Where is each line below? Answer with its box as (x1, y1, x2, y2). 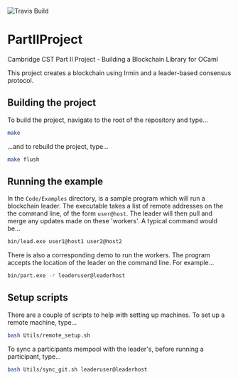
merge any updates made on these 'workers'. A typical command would (7, 217, 218, 225)
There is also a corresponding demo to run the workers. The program (7, 251, 211, 259)
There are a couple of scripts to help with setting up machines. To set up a (7, 311, 225, 319)
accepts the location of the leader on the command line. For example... (7, 259, 215, 267)
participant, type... (7, 352, 62, 361)
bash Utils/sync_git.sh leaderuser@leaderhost (7, 366, 148, 373)
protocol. (7, 76, 34, 84)
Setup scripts (7, 291, 69, 304)
